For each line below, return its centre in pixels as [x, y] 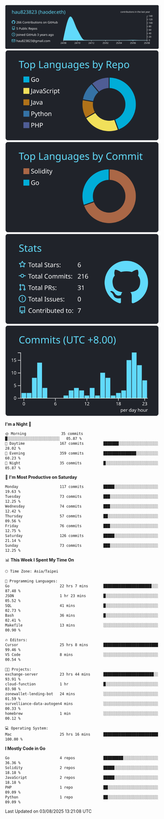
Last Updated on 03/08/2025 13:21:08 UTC [48, 811]
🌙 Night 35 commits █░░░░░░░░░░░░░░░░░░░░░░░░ [82, 463]
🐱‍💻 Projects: [18, 669]
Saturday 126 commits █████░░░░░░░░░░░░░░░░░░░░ [82, 536]
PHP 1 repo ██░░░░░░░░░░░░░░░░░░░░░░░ [82, 787]
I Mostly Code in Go [25, 748]
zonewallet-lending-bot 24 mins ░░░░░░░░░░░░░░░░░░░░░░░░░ [82, 694]
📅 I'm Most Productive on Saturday [41, 477]
